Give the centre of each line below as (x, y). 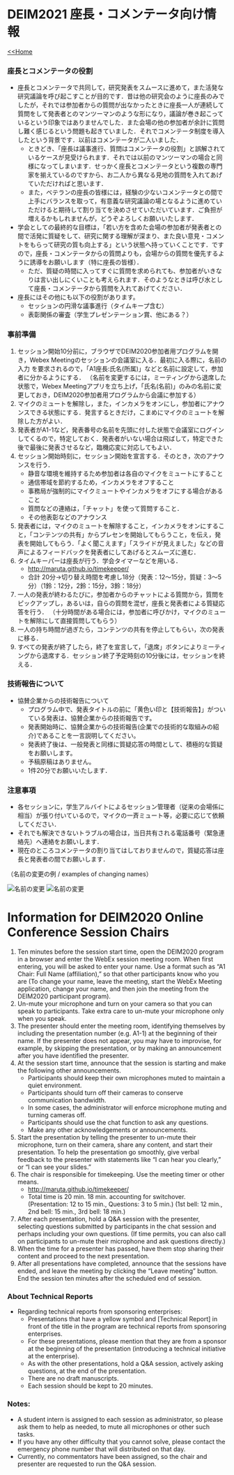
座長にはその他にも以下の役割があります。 (78, 297)
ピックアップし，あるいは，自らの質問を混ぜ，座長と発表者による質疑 (118, 603)
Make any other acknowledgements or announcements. (108, 1130)
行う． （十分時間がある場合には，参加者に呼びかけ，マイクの (118, 611)
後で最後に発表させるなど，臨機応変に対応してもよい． (96, 447)
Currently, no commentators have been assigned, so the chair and (112, 1456)
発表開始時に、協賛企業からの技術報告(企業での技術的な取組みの (120, 727)
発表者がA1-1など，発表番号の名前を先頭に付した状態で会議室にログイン (121, 430)
